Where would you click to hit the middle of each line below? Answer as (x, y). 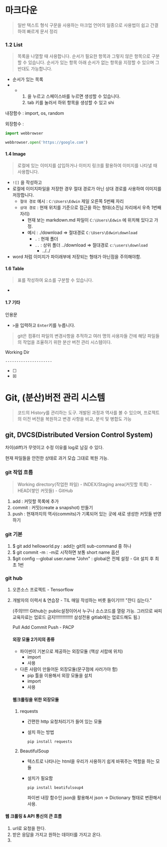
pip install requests (50, 742)
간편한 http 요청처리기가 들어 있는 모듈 (65, 721)
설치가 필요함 (40, 778)
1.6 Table (15, 268)
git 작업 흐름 (19, 473)
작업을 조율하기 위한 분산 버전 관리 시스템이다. (67, 342)
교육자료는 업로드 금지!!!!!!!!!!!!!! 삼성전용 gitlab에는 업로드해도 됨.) (76, 617)
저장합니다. (23, 195)
